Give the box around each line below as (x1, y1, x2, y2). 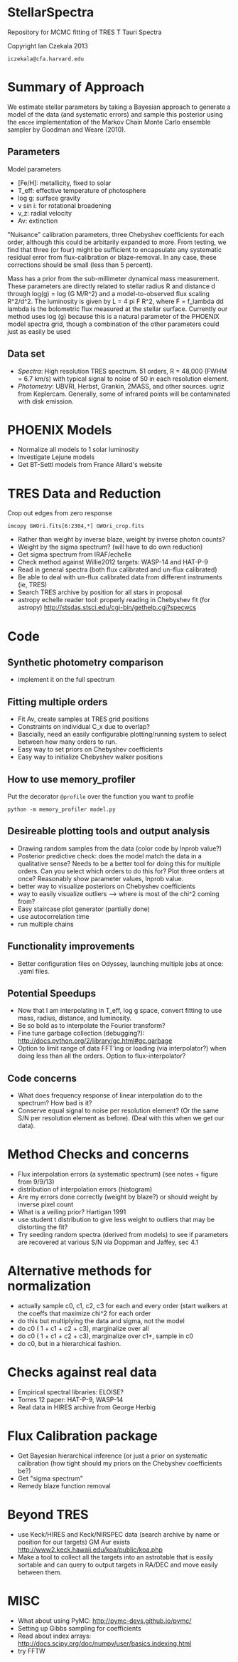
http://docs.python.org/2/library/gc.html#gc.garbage (17, 1036, 173, 1045)
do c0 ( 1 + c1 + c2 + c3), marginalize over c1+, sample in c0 (17, 1332, 194, 1340)
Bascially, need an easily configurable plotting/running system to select (17, 730, 227, 739)
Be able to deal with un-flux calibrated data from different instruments (17, 573, 222, 582)
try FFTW (17, 1646, 46, 1655)
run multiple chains (17, 920, 74, 928)
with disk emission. (17, 396, 75, 406)
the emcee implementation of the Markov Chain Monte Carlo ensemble (7, 117, 211, 126)
